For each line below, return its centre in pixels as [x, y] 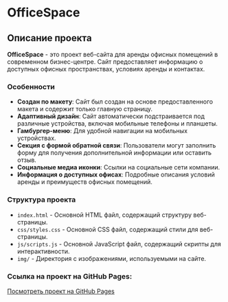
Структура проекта [42, 200]
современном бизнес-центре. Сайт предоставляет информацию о [105, 62]
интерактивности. [43, 251]
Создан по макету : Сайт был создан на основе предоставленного [115, 102]
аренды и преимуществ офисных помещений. [85, 182]
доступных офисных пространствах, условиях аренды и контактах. [106, 69]
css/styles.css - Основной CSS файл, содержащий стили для [107, 229]
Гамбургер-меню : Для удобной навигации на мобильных [102, 131]
